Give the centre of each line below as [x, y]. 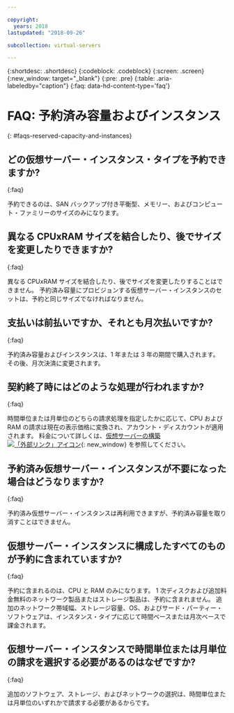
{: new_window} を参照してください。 [135, 444]
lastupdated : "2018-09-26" [46, 33]
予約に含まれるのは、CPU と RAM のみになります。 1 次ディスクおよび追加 [114, 591]
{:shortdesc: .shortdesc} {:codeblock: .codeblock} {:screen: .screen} [106, 71]
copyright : [23, 19]
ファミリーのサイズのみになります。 [71, 213]
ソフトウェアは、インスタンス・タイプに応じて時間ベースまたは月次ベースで [117, 617]
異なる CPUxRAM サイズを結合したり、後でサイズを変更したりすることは [112, 281]
